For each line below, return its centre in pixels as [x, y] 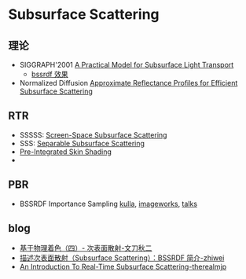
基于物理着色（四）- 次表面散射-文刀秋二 [86, 248]
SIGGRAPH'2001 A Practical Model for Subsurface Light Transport [127, 65]
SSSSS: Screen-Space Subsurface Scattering [93, 134]
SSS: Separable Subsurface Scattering [82, 143]
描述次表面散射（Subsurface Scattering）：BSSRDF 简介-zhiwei [122, 258]
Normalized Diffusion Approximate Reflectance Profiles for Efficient [129, 83]
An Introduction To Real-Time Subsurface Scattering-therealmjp [123, 267]
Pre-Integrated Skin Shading [66, 152]
